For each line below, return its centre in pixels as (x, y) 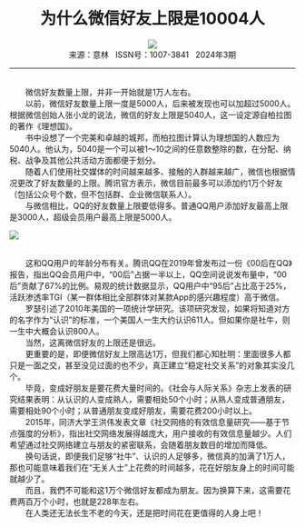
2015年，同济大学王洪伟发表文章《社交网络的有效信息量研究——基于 (153, 422)
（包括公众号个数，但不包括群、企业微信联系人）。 (103, 194)
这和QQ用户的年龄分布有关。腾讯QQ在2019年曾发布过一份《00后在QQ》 (159, 263)
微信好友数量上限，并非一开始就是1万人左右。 (110, 92)
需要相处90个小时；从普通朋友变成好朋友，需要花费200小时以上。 (133, 411)
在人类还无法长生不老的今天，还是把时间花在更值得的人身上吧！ (144, 512)
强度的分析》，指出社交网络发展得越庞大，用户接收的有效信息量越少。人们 (154, 433)
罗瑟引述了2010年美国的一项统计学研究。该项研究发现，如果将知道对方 (157, 308)
